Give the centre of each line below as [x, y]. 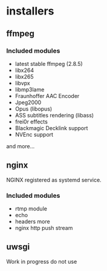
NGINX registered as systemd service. [54, 180]
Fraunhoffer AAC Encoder [47, 96]
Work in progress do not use [42, 261]
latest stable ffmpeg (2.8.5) [49, 64]
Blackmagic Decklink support [51, 128]
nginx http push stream [44, 227]
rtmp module [31, 208]
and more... [21, 146]
